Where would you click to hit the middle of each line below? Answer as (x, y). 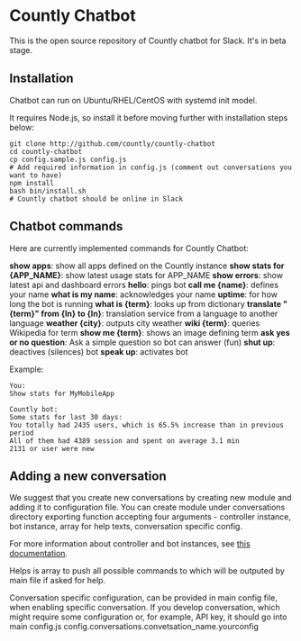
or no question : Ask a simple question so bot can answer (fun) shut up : (142, 342)
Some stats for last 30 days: (66, 417)
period (22, 433)
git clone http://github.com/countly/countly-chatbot (113, 144)
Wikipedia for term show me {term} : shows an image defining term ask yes (150, 332)
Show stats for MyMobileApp (62, 393)
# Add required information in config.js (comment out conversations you (151, 167)
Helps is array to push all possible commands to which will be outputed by (147, 571)
